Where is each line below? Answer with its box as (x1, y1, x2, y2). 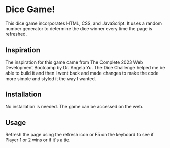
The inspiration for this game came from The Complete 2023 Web (5, 59, 143, 65)
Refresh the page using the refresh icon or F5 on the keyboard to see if (5, 132, 154, 138)
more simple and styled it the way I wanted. (5, 75, 96, 82)
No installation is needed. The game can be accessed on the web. (5, 103, 144, 109)
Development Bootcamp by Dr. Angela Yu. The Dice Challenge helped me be (5, 64, 165, 70)
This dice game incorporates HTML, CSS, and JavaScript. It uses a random (5, 20, 162, 26)
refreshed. (5, 31, 27, 37)
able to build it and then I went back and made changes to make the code (5, 70, 159, 76)
